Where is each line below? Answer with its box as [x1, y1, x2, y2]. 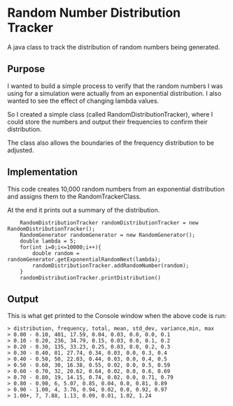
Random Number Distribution [7, 5, 181, 21]
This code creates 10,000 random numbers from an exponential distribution [7, 184, 225, 193]
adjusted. [7, 145, 34, 154]
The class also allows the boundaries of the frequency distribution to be [7, 138, 215, 147]
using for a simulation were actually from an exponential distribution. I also [7, 89, 222, 97]
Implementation [7, 166, 78, 178]
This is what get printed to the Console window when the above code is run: [7, 312, 227, 320]
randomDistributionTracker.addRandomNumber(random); [32, 262, 190, 269]
